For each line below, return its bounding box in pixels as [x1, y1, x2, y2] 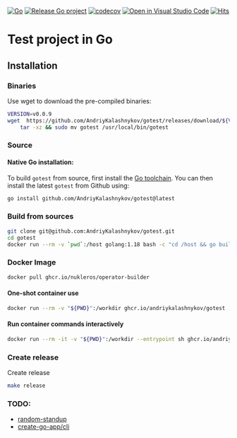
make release [7, 382, 46, 389]
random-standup [17, 415, 67, 424]
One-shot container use [7, 289, 79, 297]
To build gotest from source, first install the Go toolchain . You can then [7, 173, 214, 182]
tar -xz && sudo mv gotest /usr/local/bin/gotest [20, 124, 169, 131]
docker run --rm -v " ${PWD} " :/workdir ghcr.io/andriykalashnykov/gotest [7, 304, 226, 311]
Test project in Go [7, 32, 113, 47]
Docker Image [7, 258, 56, 267]
